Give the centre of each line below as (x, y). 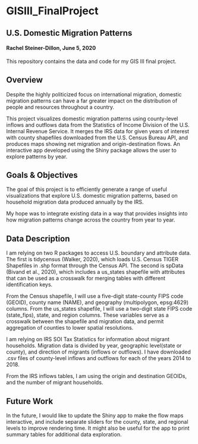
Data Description (38, 238)
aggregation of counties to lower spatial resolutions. (70, 328)
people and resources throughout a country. (60, 107)
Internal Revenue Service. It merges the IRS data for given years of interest (98, 131)
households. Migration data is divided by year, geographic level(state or (94, 346)
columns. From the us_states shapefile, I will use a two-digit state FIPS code (99, 309)
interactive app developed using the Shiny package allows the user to (91, 150)
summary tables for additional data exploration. (64, 434)
